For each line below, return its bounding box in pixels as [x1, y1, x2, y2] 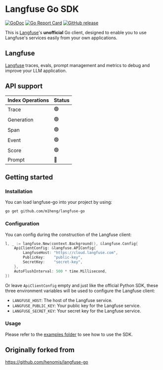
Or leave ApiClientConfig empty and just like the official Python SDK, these [5, 282, 159, 288]
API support [5, 82, 43, 90]
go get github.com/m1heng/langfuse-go [5, 209, 85, 214]
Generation [7, 117, 34, 123]
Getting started [5, 173, 53, 182]
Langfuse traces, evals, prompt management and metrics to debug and [5, 62, 150, 68]
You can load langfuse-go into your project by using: [5, 199, 113, 205]
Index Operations [7, 97, 49, 104]
